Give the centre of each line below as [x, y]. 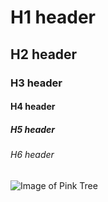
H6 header [32, 155]
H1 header [53, 17]
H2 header [44, 54]
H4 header [33, 107]
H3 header [36, 83]
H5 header [33, 129]
